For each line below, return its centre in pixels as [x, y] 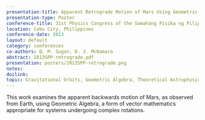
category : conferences [35, 46]
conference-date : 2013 [35, 35]
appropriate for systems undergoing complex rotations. [76, 110]
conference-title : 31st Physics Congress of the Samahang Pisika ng [95, 23]
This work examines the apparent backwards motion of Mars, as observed [100, 97]
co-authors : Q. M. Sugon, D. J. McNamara [60, 52]
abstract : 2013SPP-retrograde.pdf [50, 57]
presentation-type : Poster [41, 18]
